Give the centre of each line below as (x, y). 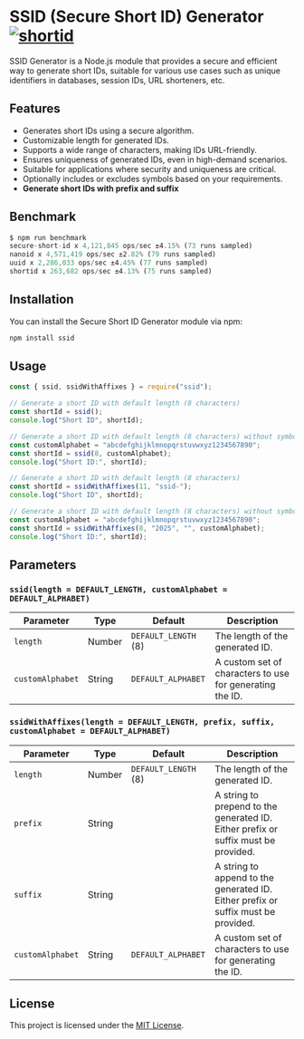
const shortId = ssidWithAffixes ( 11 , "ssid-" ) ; (101, 486)
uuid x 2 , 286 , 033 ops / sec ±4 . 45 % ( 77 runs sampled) (109, 263)
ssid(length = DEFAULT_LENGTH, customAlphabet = (119, 589)
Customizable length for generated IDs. (96, 140)
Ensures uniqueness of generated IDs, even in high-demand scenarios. (155, 159)
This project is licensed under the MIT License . (97, 1025)
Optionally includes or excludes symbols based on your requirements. (152, 178)
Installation (42, 299)
